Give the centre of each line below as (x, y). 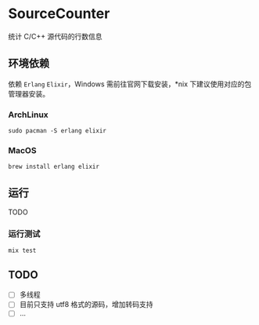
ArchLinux (28, 115)
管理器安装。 (29, 93)
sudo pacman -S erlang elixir (58, 131)
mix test (22, 251)
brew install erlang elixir (54, 167)
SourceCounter (59, 14)
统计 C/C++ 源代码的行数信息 (55, 36)
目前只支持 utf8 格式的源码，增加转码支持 (86, 305)
